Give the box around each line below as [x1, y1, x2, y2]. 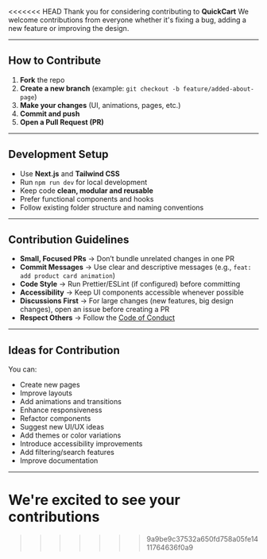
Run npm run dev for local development [19, 177, 148, 187]
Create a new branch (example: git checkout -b [19, 83, 180, 93]
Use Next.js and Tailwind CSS [19, 168, 121, 178]
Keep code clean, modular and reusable [19, 186, 153, 195]
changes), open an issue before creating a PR [19, 305, 170, 314]
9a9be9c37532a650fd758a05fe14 [146, 534, 259, 544]
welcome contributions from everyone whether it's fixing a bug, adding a [8, 15, 246, 25]
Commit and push [19, 109, 80, 118]
